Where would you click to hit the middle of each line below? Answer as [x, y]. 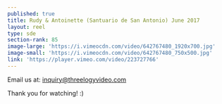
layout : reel [26, 27]
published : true [31, 14]
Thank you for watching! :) [46, 93]
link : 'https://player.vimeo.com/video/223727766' [83, 60]
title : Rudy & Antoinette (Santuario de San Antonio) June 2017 [104, 20]
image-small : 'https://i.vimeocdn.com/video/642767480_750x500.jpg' [110, 53]
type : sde [22, 33]
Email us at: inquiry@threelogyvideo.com [67, 79]
